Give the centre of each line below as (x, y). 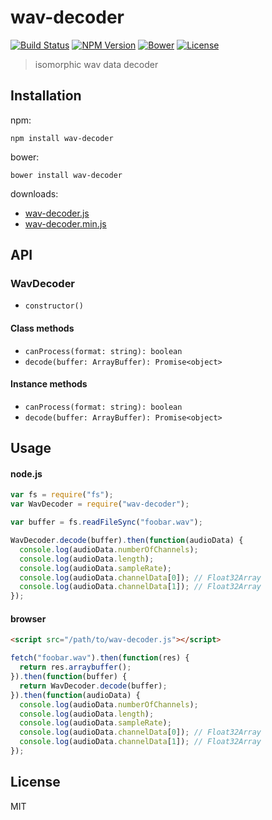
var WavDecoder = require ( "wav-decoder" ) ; (100, 504)
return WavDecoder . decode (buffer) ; (93, 686)
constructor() (54, 306)
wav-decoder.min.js (65, 223)
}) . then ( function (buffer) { (69, 677)
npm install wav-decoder (62, 138)
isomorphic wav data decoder (96, 64)
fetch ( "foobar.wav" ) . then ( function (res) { (100, 658)
